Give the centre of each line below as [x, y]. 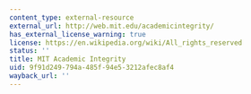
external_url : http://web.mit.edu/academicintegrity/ [112, 26]
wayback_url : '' [39, 76]
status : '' [30, 51]
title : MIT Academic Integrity [68, 59]
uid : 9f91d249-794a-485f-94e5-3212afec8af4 [92, 68]
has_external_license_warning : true [78, 34]
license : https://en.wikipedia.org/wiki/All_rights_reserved [126, 43]
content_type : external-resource [72, 17]
